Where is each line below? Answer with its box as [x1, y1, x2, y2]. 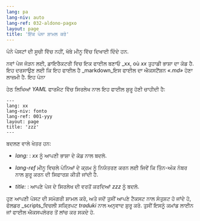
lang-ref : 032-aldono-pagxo [6, 20, 77, 26]
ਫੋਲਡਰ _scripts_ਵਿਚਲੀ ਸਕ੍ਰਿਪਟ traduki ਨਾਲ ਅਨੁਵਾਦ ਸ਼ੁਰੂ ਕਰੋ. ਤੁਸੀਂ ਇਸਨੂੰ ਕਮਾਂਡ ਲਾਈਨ [6, 202, 194, 209]
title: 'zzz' [6, 124, 39, 130]
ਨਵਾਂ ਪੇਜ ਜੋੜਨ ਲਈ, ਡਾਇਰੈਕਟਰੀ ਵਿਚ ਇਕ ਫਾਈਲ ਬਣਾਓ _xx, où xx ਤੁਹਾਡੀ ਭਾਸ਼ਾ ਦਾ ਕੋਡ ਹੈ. [6, 60, 195, 67]
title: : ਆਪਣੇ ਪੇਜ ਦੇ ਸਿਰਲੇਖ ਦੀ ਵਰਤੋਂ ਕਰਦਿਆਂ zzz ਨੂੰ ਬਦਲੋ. [15, 183, 140, 190]
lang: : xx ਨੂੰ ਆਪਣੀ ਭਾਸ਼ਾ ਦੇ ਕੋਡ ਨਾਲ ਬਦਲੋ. [15, 152, 107, 159]
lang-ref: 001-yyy [6, 114, 53, 120]
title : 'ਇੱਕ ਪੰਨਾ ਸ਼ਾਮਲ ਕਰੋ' [6, 31, 69, 37]
